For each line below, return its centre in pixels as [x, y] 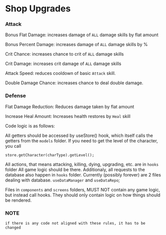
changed [13, 228]
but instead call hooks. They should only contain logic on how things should [83, 195]
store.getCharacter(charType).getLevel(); [50, 155]
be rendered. [18, 200]
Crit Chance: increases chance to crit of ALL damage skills [65, 54]
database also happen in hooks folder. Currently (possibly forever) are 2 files [83, 175]
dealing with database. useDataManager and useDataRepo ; [63, 180]
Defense [16, 96]
